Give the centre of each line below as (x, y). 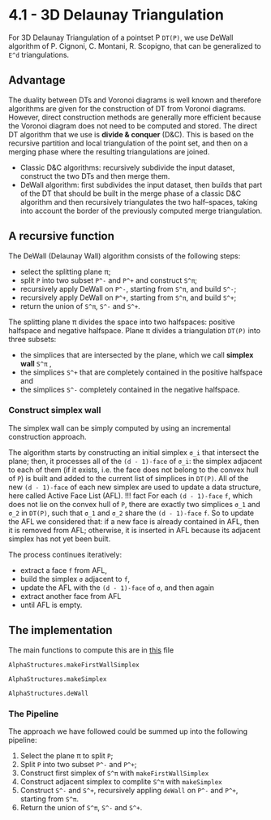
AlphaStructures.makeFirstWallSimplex (74, 665)
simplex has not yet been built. (60, 539)
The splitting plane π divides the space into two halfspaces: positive (122, 322)
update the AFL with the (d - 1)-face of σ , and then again (117, 588)
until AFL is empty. (51, 605)
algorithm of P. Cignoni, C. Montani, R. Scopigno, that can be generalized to (135, 46)
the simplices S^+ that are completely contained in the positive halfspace (141, 372)
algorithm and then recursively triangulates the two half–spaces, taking (139, 202)
